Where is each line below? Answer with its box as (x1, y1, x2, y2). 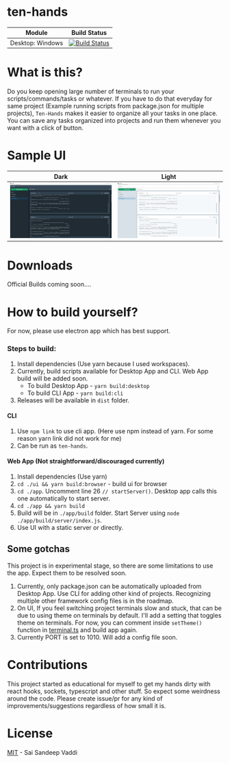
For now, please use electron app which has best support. (7, 327, 171, 335)
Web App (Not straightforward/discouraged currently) (7, 457, 165, 465)
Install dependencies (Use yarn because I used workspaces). (16, 359, 190, 367)
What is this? (7, 64, 84, 80)
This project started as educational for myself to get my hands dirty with (7, 679, 211, 688)
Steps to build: (7, 344, 57, 354)
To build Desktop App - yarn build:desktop (27, 381, 150, 389)
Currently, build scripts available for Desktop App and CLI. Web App (16, 367, 209, 375)
